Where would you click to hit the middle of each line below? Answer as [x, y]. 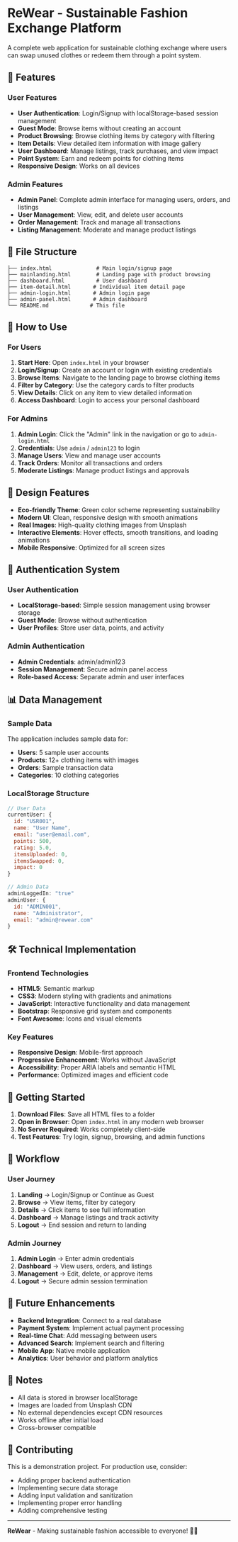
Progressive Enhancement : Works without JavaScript [97, 1060]
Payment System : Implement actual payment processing [101, 1328]
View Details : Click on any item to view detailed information [105, 393]
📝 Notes [25, 1380]
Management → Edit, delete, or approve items [85, 1274]
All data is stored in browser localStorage [78, 1398]
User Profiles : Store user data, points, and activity [91, 628]
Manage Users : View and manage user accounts [89, 455]
